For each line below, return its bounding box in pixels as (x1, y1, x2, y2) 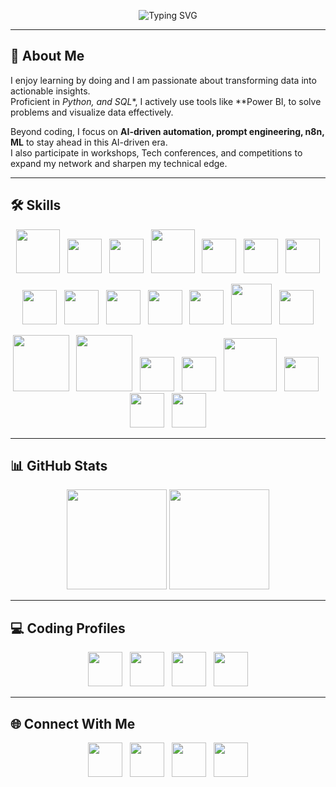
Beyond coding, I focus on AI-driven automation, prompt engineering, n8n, (10, 125, 325, 137)
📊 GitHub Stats (10, 458, 108, 475)
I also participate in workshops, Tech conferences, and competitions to (10, 146, 303, 159)
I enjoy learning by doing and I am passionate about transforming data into (10, 74, 317, 86)
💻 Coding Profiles (10, 620, 126, 637)
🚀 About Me (10, 48, 85, 65)
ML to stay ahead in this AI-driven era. (10, 136, 168, 148)
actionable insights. (10, 85, 91, 97)
